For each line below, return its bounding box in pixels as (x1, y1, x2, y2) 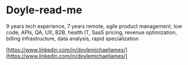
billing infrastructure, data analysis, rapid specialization (6, 35, 139, 42)
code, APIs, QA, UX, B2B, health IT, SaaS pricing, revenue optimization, (6, 28, 177, 35)
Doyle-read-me (6, 3, 83, 17)
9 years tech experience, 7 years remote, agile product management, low (6, 23, 182, 30)
